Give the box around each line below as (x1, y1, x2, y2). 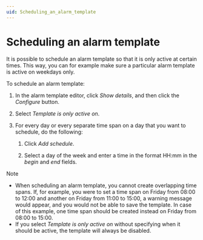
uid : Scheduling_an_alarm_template (6, 9, 96, 15)
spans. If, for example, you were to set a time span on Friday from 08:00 (15, 188, 196, 195)
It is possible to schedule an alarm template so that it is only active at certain (6, 55, 197, 63)
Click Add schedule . (24, 140, 75, 147)
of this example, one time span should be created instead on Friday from (15, 207, 197, 214)
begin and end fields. (24, 158, 78, 165)
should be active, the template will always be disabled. (15, 227, 151, 234)
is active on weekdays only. (6, 68, 75, 75)
